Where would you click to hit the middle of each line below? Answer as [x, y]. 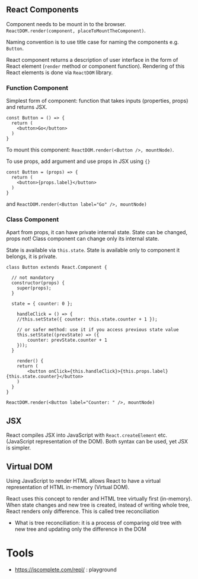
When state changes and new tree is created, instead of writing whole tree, [98, 505]
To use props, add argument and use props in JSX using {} [78, 161]
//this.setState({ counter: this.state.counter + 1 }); [87, 320]
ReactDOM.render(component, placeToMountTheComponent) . [76, 30]
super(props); [34, 288]
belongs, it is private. [32, 257]
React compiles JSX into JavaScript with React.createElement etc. [87, 435]
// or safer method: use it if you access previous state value [98, 330]
